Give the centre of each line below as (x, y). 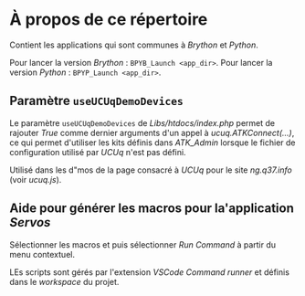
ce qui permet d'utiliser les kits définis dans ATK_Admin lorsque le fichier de (152, 143)
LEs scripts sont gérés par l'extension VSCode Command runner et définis (150, 272)
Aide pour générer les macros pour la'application (152, 209)
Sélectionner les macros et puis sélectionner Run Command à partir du (143, 244)
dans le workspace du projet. (64, 281)
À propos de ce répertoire (109, 20)
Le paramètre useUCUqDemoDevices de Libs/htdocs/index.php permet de (142, 122)
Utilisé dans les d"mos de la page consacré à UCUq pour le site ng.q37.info (151, 170)
